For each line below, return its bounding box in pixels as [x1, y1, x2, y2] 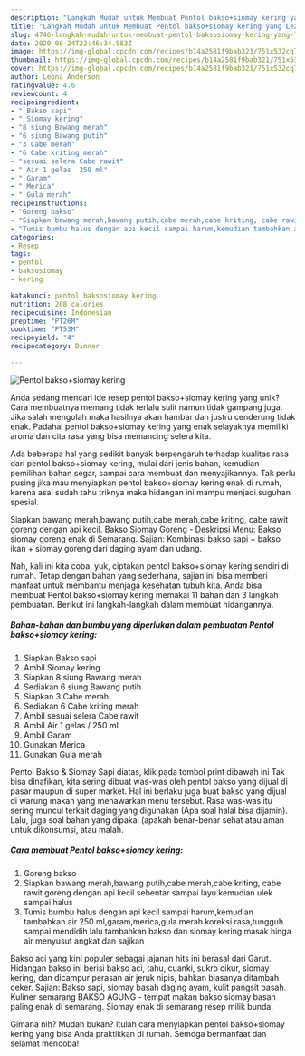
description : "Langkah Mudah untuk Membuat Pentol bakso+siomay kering [10, 13, 286, 23]
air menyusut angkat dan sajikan [23, 935, 145, 946]
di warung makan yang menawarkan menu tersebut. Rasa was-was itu [10, 795, 272, 806]
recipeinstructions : [10, 199, 89, 209]
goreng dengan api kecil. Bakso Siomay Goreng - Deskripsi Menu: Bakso [10, 523, 281, 534]
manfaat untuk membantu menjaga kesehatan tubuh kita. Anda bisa [10, 580, 262, 591]
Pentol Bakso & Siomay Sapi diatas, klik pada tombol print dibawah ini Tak [10, 766, 285, 777]
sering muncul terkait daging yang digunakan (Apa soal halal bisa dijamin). [10, 805, 289, 816]
